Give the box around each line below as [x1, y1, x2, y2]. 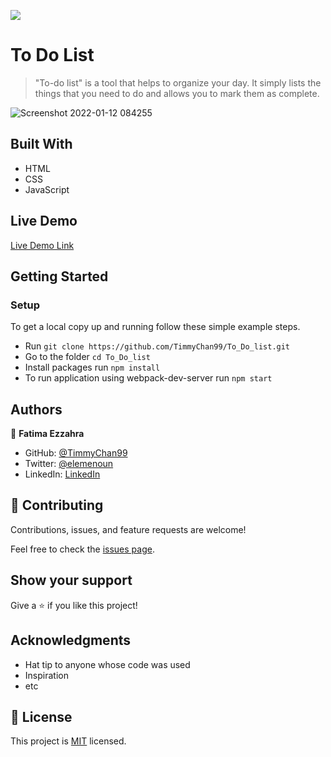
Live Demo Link [10, 239, 75, 251]
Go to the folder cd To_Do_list [24, 351, 151, 363]
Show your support [10, 572, 133, 589]
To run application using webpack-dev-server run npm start [24, 372, 273, 384]
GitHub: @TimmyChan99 [24, 447, 128, 459]
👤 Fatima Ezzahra [10, 428, 85, 440]
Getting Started [10, 268, 109, 285]
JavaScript [24, 183, 70, 195]
